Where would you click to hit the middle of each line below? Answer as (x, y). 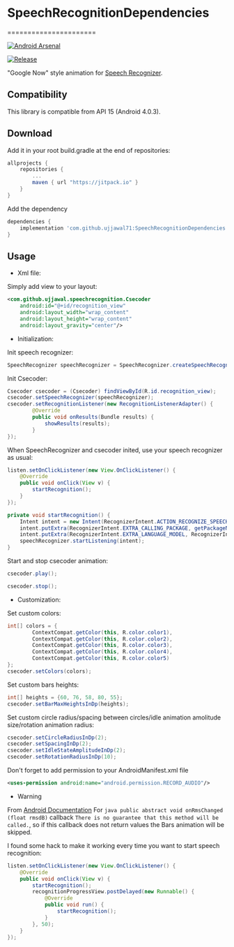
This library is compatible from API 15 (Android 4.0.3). (84, 111)
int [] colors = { (32, 626)
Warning (29, 796)
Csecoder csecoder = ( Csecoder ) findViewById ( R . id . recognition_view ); (112, 391)
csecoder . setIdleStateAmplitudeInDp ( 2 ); (67, 751)
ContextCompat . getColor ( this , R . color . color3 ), (102, 646)
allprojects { (28, 163)
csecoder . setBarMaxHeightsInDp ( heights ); (68, 704)
